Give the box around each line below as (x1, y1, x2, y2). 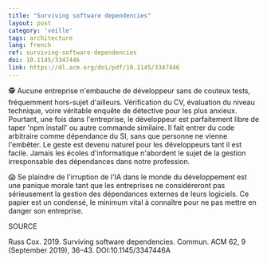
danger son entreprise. (8, 206, 84, 215)
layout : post (8, 19, 52, 27)
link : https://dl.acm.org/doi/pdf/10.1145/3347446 (8, 64, 180, 72)
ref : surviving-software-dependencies (8, 49, 137, 57)
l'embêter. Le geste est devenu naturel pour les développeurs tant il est (8, 139, 242, 149)
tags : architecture (8, 33, 73, 42)
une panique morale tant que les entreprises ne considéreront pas (8, 180, 226, 190)
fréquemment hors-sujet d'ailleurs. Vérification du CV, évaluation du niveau (8, 97, 255, 107)
